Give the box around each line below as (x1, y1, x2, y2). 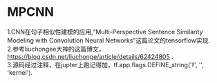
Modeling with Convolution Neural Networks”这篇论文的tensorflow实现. (7, 36, 211, 45)
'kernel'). (7, 68, 33, 76)
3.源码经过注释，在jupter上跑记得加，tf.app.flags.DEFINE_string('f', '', (7, 60, 204, 69)
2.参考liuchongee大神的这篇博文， (7, 45, 105, 53)
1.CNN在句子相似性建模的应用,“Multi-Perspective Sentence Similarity (7, 27, 203, 36)
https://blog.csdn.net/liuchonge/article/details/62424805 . (7, 52, 174, 60)
